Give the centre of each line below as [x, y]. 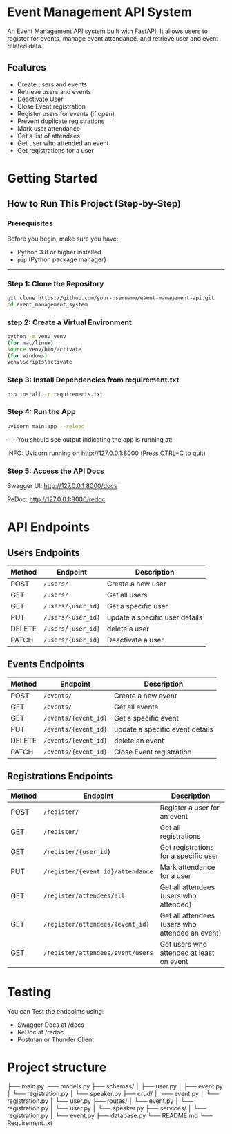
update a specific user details [155, 617]
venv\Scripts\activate [40, 362]
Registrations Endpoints [60, 776]
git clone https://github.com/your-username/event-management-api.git [111, 298]
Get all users [127, 595]
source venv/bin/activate [44, 349]
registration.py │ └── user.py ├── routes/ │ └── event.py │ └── [100, 1101]
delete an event [139, 741]
